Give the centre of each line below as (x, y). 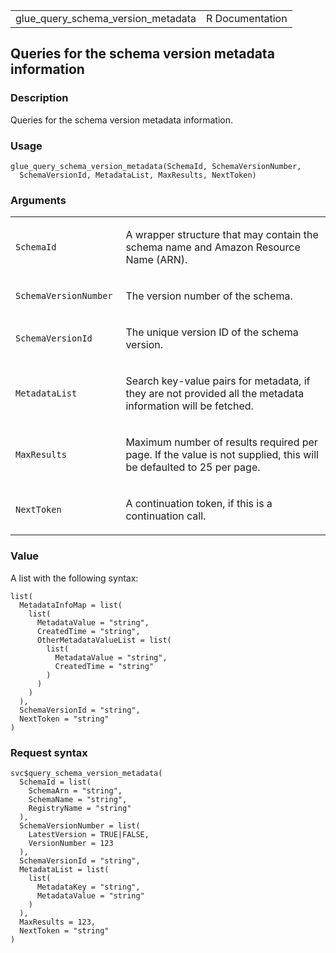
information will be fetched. (189, 406)
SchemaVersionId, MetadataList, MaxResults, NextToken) (138, 175)
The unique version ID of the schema (212, 332)
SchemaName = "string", (78, 799)
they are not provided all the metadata (215, 394)
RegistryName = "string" (80, 808)
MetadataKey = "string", (88, 887)
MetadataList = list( (64, 869)
